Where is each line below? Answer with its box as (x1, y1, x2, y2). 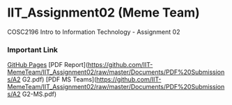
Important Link (7, 45, 58, 55)
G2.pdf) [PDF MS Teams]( (22, 75, 97, 84)
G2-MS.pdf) (22, 90, 57, 98)
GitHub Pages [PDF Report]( (7, 61, 88, 69)
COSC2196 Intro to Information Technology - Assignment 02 (7, 28, 180, 36)
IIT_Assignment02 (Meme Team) (7, 5, 200, 21)
